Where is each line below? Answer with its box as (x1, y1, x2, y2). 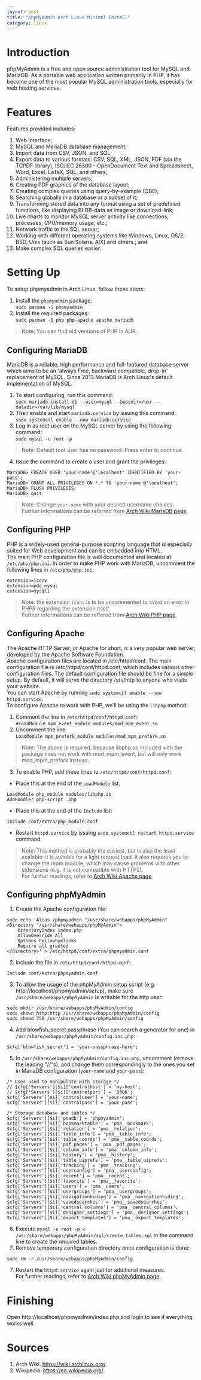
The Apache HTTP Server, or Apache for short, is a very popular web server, (7, 644, 196, 652)
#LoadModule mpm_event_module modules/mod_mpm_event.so (15, 720, 158, 726)
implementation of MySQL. (7, 380, 73, 387)
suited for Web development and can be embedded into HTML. (7, 546, 163, 554)
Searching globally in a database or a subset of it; (15, 194, 138, 201)
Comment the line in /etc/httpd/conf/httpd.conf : (15, 713, 138, 720)
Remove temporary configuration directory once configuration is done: (15, 1244, 190, 1251)
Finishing (7, 1294, 54, 1307)
